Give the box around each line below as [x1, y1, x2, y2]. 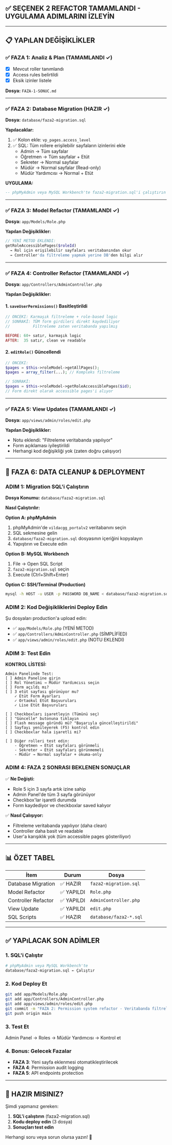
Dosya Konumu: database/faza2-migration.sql [5, 494, 106, 500]
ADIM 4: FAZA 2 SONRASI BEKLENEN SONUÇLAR [5, 764, 131, 771]
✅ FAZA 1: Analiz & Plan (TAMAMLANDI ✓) [5, 54, 113, 61]
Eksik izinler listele [12, 77, 52, 84]
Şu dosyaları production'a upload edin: [5, 615, 87, 621]
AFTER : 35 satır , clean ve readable [5, 338, 86, 343]
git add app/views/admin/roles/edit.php [5, 1001, 93, 1007]
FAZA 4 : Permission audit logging [12, 1064, 84, 1071]
